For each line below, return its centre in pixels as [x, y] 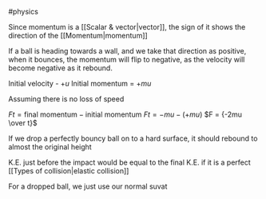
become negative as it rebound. [61, 68]
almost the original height [50, 147]
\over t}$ [23, 123]
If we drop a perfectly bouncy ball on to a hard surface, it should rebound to [133, 138]
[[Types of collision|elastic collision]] [69, 171]
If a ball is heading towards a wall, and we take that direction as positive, [127, 51]
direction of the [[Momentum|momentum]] [78, 36]
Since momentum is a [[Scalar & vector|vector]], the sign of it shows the [127, 27]
